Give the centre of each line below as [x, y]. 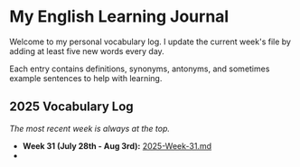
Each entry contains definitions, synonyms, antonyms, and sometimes [140, 69]
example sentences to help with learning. [86, 78]
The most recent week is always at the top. [89, 128]
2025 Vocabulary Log [71, 107]
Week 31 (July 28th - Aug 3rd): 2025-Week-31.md [117, 145]
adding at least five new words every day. [87, 51]
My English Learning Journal [119, 17]
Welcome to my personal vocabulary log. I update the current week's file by [150, 42]
